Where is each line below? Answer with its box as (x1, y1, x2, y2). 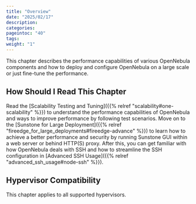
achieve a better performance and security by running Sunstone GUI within (6, 133, 188, 141)
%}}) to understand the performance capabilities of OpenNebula (34, 108, 190, 115)
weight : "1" (6, 42, 35, 47)
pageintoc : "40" (6, 30, 46, 36)
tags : (6, 36, 19, 42)
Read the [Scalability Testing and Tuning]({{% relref (6, 102, 131, 109)
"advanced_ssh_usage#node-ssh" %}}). (6, 158, 104, 165)
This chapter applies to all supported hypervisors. (6, 191, 126, 198)
